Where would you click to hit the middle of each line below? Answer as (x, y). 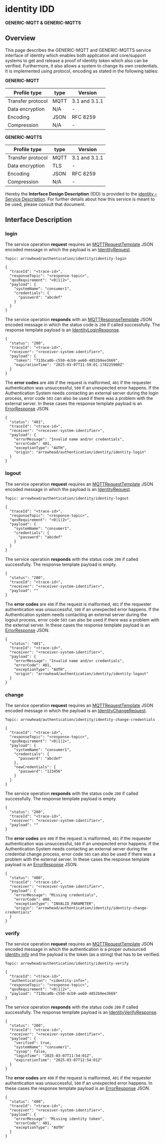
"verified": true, (33, 1043)
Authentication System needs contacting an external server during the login (82, 393)
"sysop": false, (31, 1052)
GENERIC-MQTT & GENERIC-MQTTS (43, 23)
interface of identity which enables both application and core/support (76, 55)
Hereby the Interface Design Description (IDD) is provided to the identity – (81, 194)
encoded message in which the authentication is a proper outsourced (76, 949)
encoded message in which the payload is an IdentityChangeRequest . (76, 711)
